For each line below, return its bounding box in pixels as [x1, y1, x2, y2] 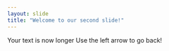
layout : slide [7, 10, 49, 17]
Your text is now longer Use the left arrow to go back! [7, 36, 163, 44]
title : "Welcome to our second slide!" [7, 17, 125, 24]
